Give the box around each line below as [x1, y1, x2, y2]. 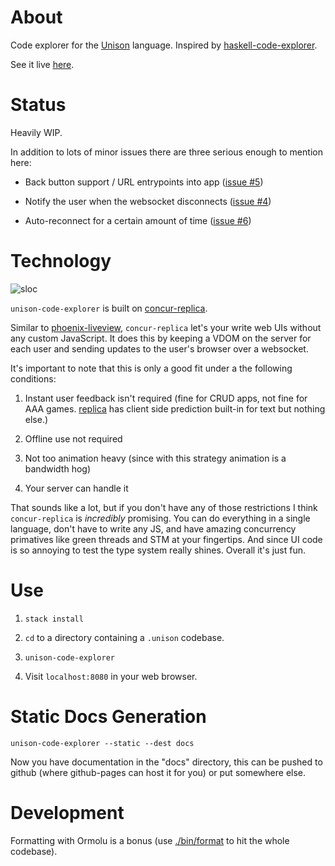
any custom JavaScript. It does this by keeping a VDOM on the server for [10, 332, 312, 344]
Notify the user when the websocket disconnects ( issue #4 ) [24, 195, 272, 207]
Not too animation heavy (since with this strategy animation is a [24, 452, 287, 464]
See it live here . [10, 58, 75, 70]
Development [10, 801, 125, 824]
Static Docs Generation [10, 705, 207, 728]
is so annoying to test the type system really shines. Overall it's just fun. [10, 544, 306, 556]
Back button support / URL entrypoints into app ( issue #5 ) [24, 176, 264, 188]
